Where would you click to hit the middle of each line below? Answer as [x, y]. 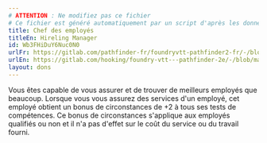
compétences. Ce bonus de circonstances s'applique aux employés [119, 115]
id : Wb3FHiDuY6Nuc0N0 [44, 45]
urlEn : [19, 60]
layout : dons [30, 68]
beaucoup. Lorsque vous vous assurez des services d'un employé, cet [124, 98]
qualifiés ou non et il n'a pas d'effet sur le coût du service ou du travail [124, 123]
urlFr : [19, 52]
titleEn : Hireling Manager [53, 38]
